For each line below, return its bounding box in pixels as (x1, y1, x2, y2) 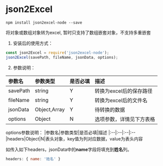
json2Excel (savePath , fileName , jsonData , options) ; (6, 55, 118, 60)
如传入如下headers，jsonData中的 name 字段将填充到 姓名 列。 (6, 146, 132, 152)
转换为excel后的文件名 (95, 97, 147, 104)
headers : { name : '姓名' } (6, 156, 61, 161)
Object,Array (35, 106, 65, 113)
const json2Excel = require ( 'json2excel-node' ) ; (6, 50, 109, 55)
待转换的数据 (95, 106, 125, 113)
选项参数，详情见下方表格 (95, 115, 155, 122)
